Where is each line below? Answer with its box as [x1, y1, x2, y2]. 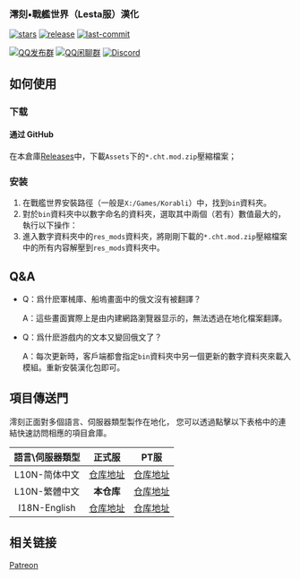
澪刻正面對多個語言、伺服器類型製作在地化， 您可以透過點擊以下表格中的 [9, 416, 279, 427]
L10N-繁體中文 [13, 485, 81, 497]
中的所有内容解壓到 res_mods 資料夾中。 [21, 242, 166, 253]
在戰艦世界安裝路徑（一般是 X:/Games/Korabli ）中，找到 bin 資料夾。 [21, 197, 271, 208]
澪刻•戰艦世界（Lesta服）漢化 [9, 7, 140, 20]
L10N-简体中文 [13, 468, 81, 480]
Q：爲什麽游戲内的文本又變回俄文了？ [21, 332, 163, 342]
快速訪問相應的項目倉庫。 [16, 428, 112, 438]
